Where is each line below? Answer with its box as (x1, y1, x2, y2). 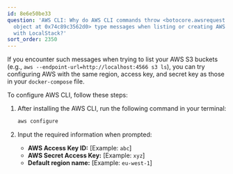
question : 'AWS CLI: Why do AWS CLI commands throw (7, 17, 160, 24)
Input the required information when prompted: (17, 130, 152, 139)
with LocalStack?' (13, 29, 67, 37)
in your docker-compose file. (7, 77, 85, 86)
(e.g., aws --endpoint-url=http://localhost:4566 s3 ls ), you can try (7, 63, 205, 71)
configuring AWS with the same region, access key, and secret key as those (7, 70, 225, 79)
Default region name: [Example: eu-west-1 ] (27, 159, 153, 167)
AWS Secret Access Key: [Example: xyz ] (27, 151, 145, 159)
